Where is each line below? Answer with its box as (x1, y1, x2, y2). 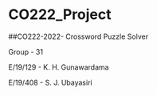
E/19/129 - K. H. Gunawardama (8, 62, 109, 72)
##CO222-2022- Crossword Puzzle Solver (8, 32, 149, 41)
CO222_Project (8, 6, 112, 24)
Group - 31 (8, 47, 44, 56)
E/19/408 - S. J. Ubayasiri (8, 78, 93, 87)
